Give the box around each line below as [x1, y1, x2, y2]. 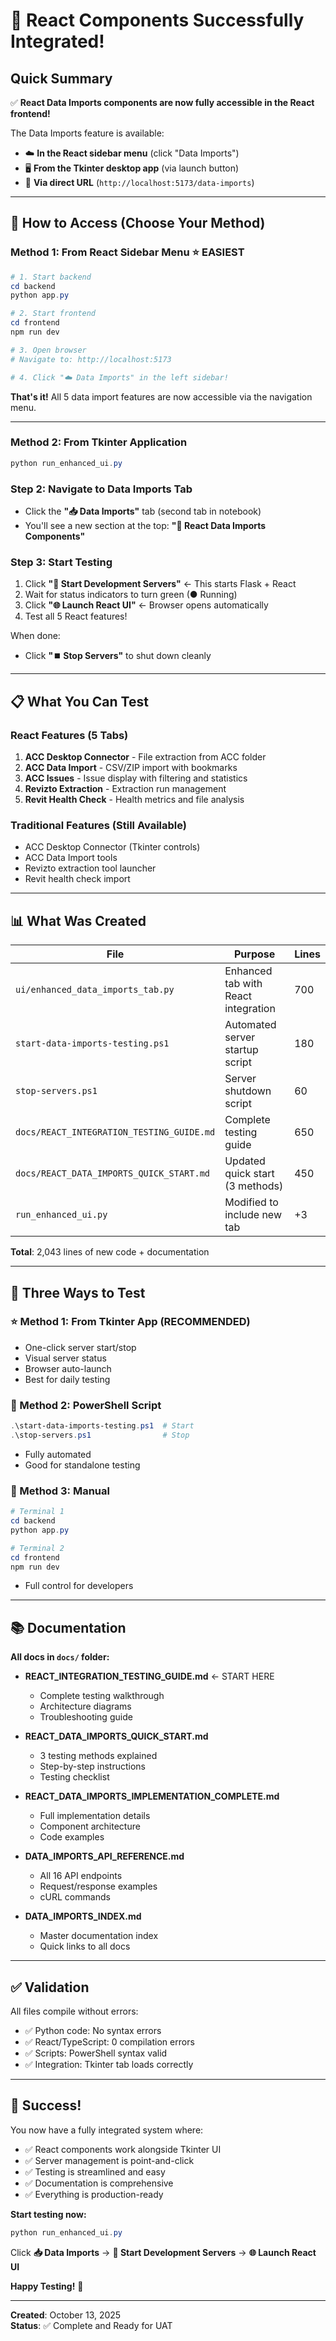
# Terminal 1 [10, 1507, 65, 1517]
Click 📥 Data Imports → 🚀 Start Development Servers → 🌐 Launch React [10, 2246, 317, 2258]
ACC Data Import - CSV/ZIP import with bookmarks [24, 762, 238, 774]
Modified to [224, 1195, 279, 1209]
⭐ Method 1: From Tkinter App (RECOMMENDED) [10, 1315, 251, 1329]
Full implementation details [39, 1810, 151, 1822]
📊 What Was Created [10, 912, 147, 929]
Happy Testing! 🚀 [10, 2280, 84, 2292]
